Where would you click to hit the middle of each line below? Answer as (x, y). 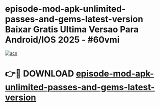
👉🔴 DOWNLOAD (40, 74)
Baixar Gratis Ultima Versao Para (72, 30)
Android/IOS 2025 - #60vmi (62, 40)
